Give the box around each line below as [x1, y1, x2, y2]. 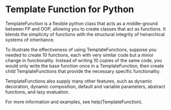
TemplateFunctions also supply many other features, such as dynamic [5, 78, 153, 84]
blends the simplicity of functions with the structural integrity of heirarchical [5, 31, 165, 37]
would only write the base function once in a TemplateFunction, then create [5, 63, 164, 69]
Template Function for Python [5, 4, 134, 15]
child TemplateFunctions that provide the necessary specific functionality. [5, 68, 161, 74]
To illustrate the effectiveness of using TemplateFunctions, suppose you [5, 46, 157, 52]
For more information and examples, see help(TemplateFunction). [5, 98, 143, 105]
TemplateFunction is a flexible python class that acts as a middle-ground [5, 20, 158, 26]
